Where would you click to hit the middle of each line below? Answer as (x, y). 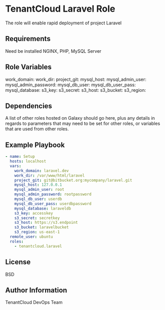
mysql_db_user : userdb (38, 199)
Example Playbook (35, 145)
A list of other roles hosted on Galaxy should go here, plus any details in (80, 118)
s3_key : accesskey (34, 213)
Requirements (28, 39)
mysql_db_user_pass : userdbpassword (53, 203)
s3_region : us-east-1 (37, 232)
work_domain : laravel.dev (42, 170)
